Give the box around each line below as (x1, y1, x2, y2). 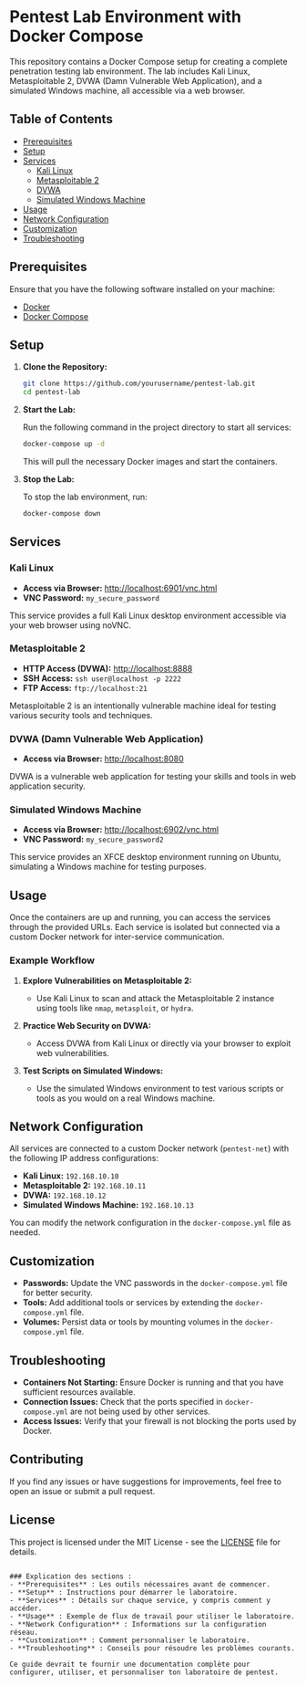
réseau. (9, 1628, 39, 1637)
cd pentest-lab (22, 388, 81, 397)
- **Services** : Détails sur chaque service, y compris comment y (9, 1596, 271, 1605)
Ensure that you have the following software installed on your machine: (9, 283, 276, 294)
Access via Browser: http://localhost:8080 (22, 753, 184, 764)
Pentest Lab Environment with (9, 6, 241, 27)
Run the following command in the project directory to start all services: (22, 422, 291, 433)
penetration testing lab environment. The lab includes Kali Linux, (9, 66, 250, 77)
